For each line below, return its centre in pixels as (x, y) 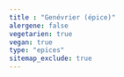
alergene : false (39, 26)
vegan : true (31, 42)
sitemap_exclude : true (51, 58)
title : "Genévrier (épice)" (62, 17)
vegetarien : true (41, 34)
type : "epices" (37, 50)
